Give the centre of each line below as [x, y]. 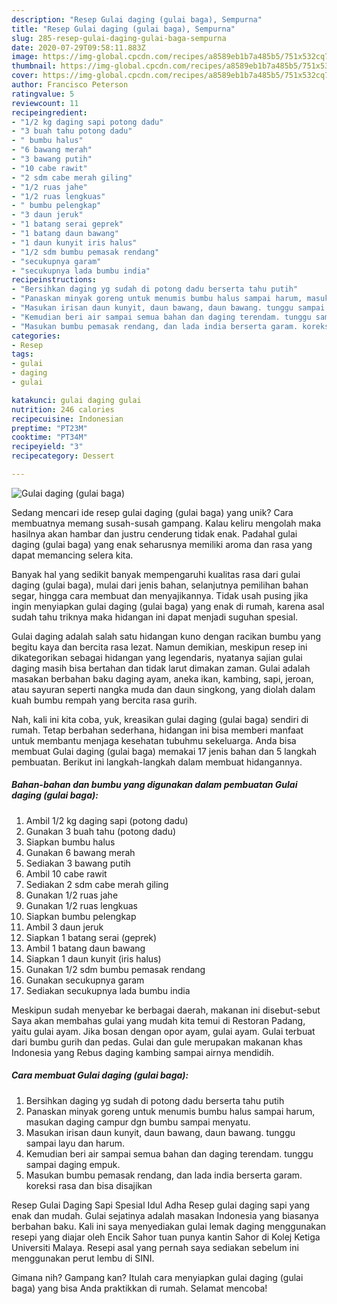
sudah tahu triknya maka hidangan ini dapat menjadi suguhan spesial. [155, 617]
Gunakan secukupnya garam [85, 980]
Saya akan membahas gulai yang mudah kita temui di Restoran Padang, [158, 1020]
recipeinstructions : [54, 280]
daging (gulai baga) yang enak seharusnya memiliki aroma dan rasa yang [162, 544]
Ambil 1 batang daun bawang [85, 948]
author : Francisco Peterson [70, 85]
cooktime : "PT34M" [49, 437]
